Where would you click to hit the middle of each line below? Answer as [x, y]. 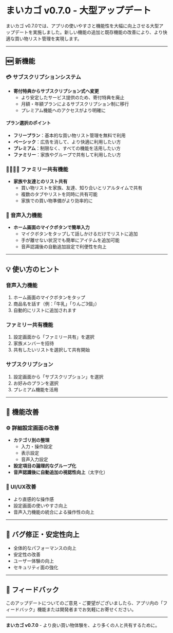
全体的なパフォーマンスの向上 [45, 548]
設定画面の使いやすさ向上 [40, 505]
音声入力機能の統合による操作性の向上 [54, 512]
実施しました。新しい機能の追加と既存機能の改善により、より [98, 32]
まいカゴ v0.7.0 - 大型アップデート [79, 11]
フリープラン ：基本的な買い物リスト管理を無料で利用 [69, 135]
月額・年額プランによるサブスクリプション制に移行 [75, 104]
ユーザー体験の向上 [34, 560]
